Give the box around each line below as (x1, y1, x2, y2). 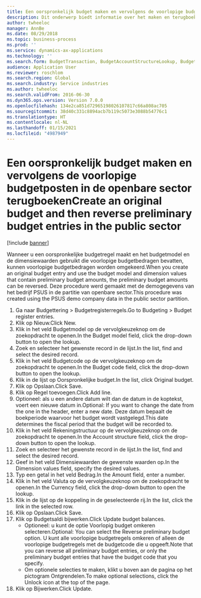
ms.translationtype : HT (7, 114, 66, 120)
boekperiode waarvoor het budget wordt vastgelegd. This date (15, 414, 169, 421)
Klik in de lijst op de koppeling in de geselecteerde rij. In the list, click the (15, 496, 193, 503)
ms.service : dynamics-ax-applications (7, 48, 103, 54)
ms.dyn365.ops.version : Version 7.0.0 (7, 97, 103, 103)
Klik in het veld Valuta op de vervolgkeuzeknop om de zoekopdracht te (15, 477, 190, 484)
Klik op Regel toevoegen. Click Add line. (15, 388, 112, 396)
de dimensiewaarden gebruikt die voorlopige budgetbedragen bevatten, (7, 257, 184, 264)
